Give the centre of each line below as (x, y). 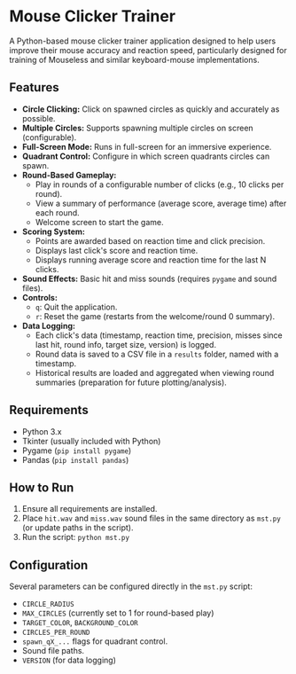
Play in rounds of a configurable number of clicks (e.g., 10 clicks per (160, 184)
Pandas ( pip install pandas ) (75, 459)
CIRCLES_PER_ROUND (56, 633)
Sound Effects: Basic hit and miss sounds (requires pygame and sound (149, 278)
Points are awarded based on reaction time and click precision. (150, 240)
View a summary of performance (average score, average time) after (161, 203)
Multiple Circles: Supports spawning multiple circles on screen (138, 128)
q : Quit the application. (76, 307)
